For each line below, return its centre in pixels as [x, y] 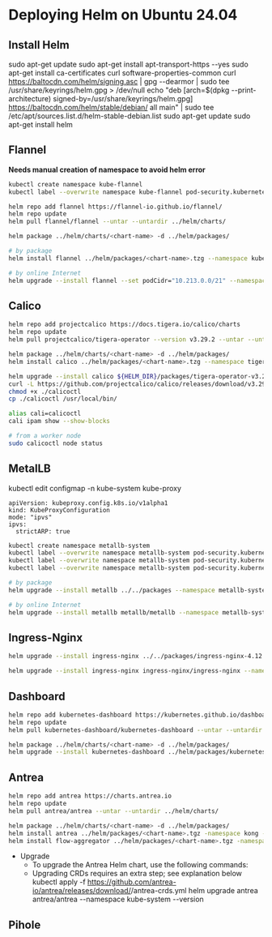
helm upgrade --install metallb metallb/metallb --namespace [114, 612]
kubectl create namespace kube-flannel [76, 184]
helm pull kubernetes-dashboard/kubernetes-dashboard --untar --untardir [136, 730]
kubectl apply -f [59, 882]
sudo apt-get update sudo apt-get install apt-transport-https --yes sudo [128, 64]
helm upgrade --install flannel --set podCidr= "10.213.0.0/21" [117, 280]
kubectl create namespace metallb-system [79, 546]
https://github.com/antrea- [132, 882]
